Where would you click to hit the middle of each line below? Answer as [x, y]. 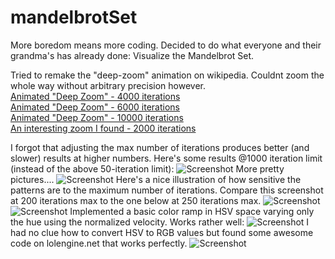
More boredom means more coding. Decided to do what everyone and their [166, 45]
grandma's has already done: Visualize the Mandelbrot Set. [132, 55]
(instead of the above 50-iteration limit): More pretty [147, 168]
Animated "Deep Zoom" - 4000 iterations [95, 96]
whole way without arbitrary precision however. [108, 85]
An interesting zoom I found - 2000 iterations [103, 128]
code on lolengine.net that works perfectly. [99, 243]
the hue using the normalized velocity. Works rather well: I [160, 222]
